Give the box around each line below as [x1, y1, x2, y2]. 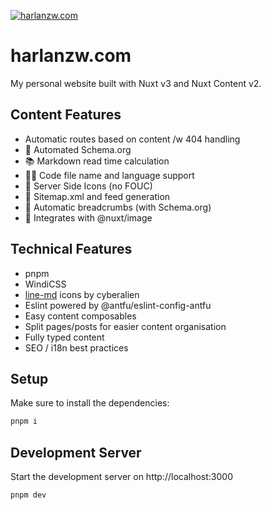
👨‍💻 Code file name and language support [24, 169, 195, 181]
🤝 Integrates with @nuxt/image [24, 211, 153, 224]
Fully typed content [24, 331, 105, 343]
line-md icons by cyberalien [24, 288, 140, 300]
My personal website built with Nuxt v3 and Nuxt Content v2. [10, 77, 262, 89]
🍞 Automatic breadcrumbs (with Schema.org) [24, 201, 212, 213]
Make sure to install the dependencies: [10, 397, 170, 409]
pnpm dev [10, 490, 47, 500]
